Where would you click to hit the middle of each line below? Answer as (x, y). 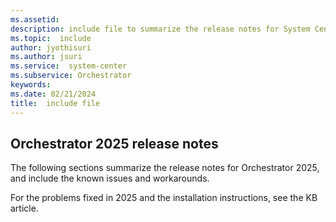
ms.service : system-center (69, 66)
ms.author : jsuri (46, 57)
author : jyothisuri (51, 47)
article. (24, 208)
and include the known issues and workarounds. (110, 178)
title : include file (55, 103)
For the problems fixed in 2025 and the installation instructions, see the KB (164, 198)
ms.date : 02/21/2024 (53, 94)
